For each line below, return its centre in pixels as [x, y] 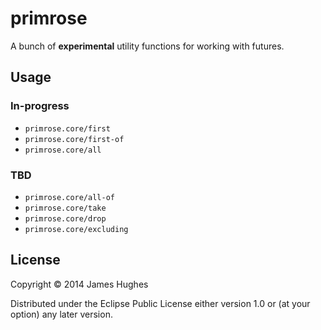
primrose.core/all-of [69, 197]
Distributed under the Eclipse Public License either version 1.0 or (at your [160, 303]
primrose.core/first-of [74, 139]
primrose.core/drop [65, 218]
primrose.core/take [65, 208]
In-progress [40, 106]
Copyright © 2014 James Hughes [79, 284]
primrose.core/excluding [76, 229]
